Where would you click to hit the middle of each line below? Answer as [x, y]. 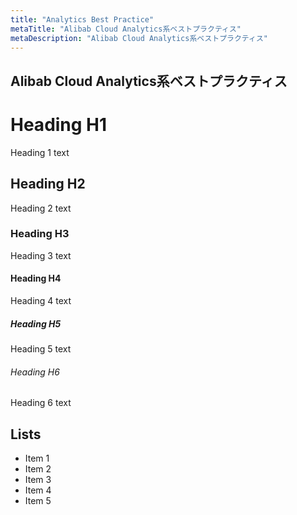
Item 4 [38, 490]
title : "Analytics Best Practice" [82, 19]
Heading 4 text [41, 301]
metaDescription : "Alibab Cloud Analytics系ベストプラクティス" [139, 38]
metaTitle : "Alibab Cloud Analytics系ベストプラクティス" [126, 29]
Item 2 [38, 469]
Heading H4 [36, 278]
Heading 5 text [41, 348]
